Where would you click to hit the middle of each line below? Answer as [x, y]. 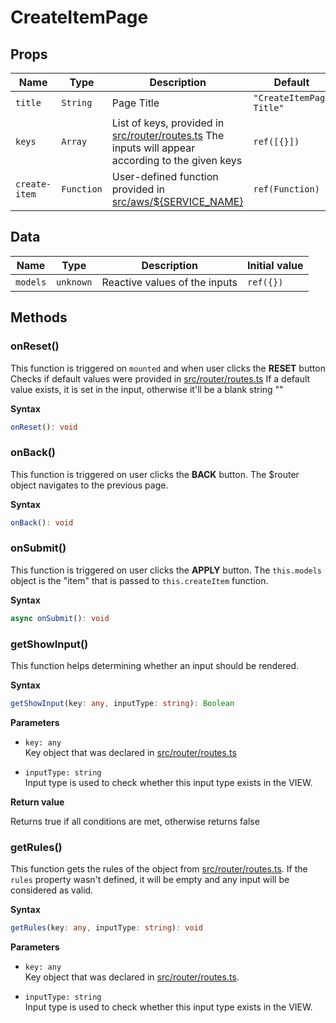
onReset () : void [44, 427]
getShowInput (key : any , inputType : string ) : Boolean [122, 704]
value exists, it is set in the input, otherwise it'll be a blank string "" [147, 389]
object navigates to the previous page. [89, 485]
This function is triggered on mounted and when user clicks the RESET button [168, 368]
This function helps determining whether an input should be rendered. [155, 666]
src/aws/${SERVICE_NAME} [177, 201]
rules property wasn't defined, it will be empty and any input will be [150, 880]
